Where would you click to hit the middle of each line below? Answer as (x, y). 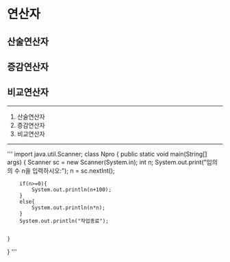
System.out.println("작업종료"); (64, 221)
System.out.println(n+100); (72, 189)
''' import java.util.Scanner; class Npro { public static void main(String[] (107, 154)
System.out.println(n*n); (69, 207)
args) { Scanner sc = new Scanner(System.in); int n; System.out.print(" (107, 162)
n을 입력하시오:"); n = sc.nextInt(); (68, 170)
